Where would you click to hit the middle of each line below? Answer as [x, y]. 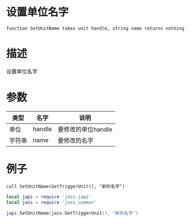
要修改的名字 [75, 140]
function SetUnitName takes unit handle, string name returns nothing [95, 28]
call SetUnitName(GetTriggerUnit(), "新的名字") [66, 186]
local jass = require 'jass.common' [51, 202]
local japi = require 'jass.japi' [49, 196]
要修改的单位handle [85, 129]
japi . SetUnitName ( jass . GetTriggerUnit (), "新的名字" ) [72, 213]
